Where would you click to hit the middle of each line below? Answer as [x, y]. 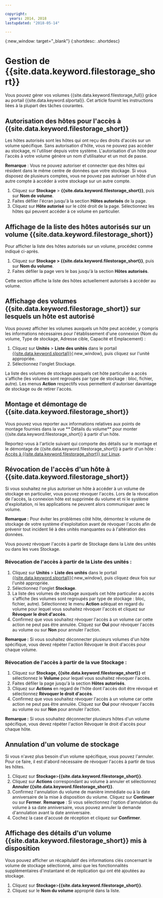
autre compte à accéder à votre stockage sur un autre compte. [68, 181]
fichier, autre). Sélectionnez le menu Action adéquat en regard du [78, 604]
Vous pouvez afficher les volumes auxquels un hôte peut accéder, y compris [82, 328]
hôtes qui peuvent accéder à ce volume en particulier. [66, 211]
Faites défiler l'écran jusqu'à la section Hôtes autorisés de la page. [79, 201]
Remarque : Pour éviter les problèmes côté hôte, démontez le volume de [78, 519]
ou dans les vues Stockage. [33, 549]
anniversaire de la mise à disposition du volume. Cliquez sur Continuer [83, 797]
